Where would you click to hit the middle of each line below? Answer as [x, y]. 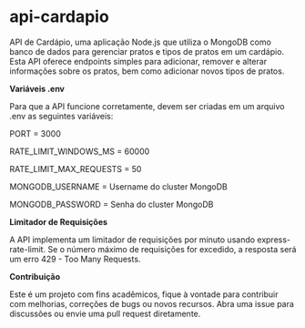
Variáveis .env [37, 88]
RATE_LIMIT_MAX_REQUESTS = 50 [76, 169]
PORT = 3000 [35, 133]
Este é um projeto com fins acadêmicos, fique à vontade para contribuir [144, 294]
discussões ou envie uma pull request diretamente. [105, 313]
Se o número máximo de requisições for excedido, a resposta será [172, 249]
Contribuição [35, 276]
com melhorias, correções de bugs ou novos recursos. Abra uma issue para [152, 303]
